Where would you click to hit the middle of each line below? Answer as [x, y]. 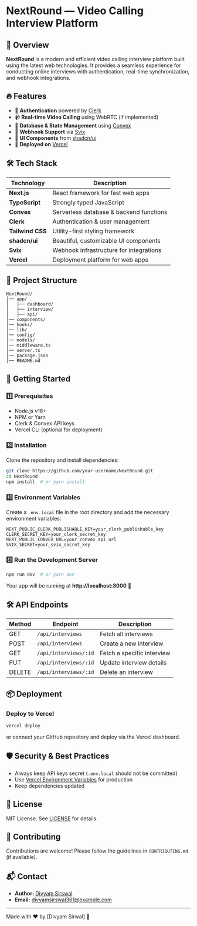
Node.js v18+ [30, 411]
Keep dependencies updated [50, 786]
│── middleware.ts [28, 345]
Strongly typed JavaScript [88, 202]
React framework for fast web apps [101, 193]
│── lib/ [17, 330]
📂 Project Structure [42, 281]
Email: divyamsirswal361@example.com [63, 900]
